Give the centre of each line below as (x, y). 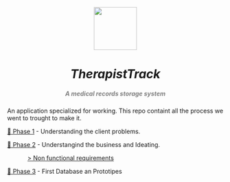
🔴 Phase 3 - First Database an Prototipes (65, 172)
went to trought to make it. (44, 118)
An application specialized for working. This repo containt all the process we (115, 111)
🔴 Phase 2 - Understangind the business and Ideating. (83, 145)
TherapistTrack (115, 74)
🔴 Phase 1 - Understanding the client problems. (74, 132)
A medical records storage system (115, 93)
